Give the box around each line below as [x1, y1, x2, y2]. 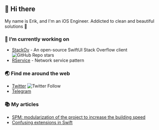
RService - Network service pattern [11, 57, 84, 63]
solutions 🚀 [4, 23, 28, 29]
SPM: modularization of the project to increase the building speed [11, 114, 146, 120]
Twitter [11, 83, 27, 89]
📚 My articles [4, 101, 39, 108]
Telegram [11, 88, 32, 94]
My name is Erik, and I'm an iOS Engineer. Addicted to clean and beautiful [4, 18, 155, 24]
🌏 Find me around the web [4, 70, 70, 77]
